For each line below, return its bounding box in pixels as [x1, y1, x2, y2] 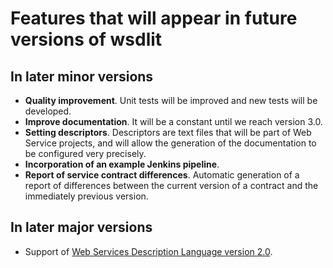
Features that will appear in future [10, 7, 298, 30]
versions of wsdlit [10, 28, 163, 51]
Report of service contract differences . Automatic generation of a [24, 169, 300, 181]
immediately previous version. [24, 190, 149, 202]
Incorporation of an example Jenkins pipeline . [24, 158, 220, 170]
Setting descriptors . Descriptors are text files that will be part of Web [24, 127, 312, 138]
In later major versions [10, 219, 153, 236]
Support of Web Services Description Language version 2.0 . [24, 245, 273, 257]
